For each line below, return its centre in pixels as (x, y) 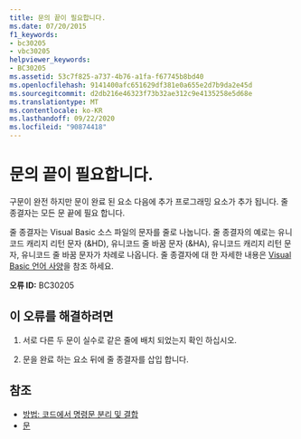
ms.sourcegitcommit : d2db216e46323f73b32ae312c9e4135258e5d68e (131, 93)
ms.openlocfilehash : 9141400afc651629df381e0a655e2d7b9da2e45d (131, 85)
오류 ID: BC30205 (42, 285)
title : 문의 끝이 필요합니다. (58, 18)
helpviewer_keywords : (50, 60)
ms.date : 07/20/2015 (48, 26)
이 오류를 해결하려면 (61, 316)
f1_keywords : (34, 34)
